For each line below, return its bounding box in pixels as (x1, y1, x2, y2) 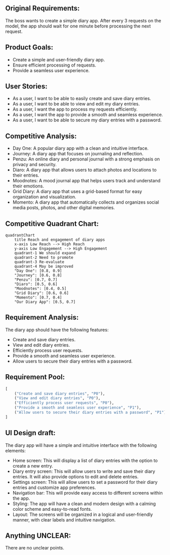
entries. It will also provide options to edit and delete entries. (12, 473, 139, 479)
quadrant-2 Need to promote (14, 255, 73, 260)
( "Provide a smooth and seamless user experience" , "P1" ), (14, 405, 142, 410)
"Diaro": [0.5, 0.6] (14, 282, 58, 287)
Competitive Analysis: (5, 132, 77, 140)
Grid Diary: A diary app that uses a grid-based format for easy (12, 188, 143, 194)
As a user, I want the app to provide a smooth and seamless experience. (12, 112, 163, 118)
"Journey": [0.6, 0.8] (14, 273, 62, 278)
